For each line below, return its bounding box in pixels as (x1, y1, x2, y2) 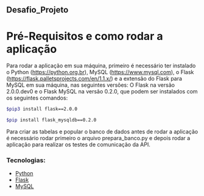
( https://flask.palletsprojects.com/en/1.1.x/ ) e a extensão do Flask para (6, 75, 183, 83)
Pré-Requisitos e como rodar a (6, 29, 163, 43)
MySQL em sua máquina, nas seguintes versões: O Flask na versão (6, 81, 175, 89)
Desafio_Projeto (6, 5, 69, 15)
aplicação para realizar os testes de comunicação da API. (6, 141, 150, 148)
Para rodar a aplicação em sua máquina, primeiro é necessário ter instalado (6, 62, 196, 69)
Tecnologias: (6, 156, 46, 164)
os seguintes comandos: (6, 94, 68, 102)
